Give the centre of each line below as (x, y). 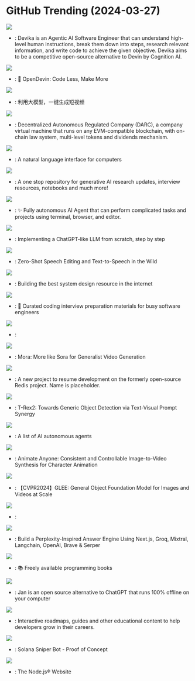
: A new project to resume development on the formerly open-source (98, 379)
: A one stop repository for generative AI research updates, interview (97, 181)
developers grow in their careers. (54, 627)
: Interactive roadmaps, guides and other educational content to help (97, 621)
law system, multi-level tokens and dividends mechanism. (99, 137)
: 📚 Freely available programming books (63, 567)
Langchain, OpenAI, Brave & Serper (57, 545)
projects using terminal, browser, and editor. (68, 216)
